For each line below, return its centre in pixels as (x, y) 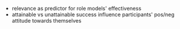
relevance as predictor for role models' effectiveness (76, 8)
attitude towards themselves (47, 21)
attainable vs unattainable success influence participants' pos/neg (93, 14)
